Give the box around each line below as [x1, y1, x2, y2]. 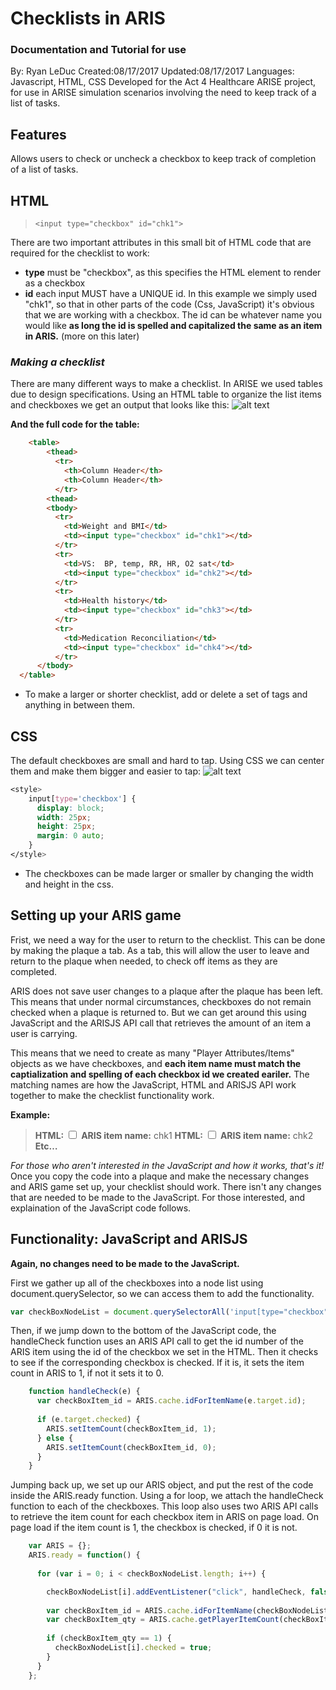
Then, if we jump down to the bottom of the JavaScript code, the [10, 1325, 277, 1337]
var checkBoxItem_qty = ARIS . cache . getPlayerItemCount [46, 1615, 280, 1625]
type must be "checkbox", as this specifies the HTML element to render [24, 267, 322, 279]
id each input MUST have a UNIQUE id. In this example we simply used [24, 288, 318, 300]
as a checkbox [24, 277, 86, 289]
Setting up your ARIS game [10, 907, 182, 924]
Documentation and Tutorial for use [10, 43, 187, 57]
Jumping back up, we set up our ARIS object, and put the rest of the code [10, 1479, 314, 1491]
